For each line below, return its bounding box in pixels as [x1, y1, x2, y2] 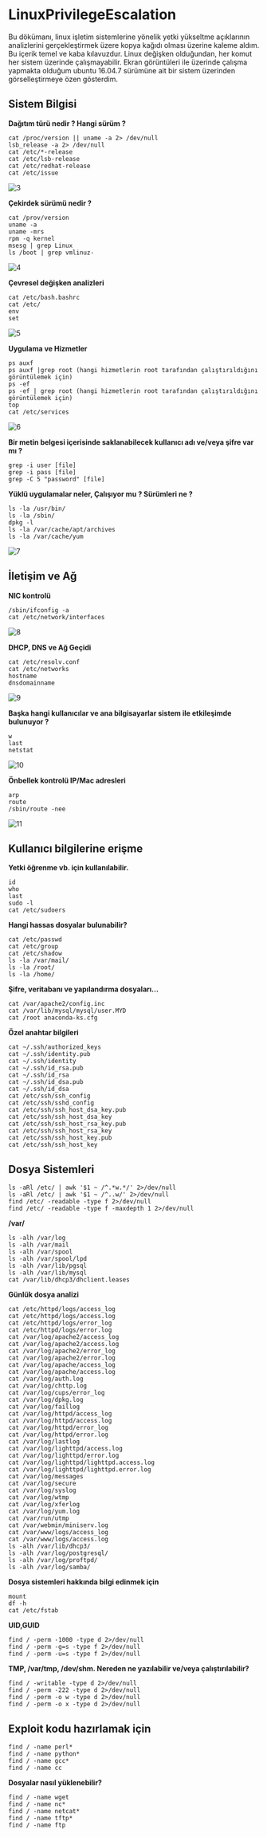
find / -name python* [8, 1750, 80, 1758]
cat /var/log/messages [8, 1473, 84, 1481]
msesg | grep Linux [8, 241, 73, 249]
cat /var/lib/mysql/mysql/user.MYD [8, 1007, 127, 1015]
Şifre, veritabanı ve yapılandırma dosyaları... [8, 984, 159, 994]
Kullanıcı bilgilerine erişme [8, 842, 143, 855]
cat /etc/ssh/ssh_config [8, 1092, 91, 1101]
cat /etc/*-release [8, 147, 73, 156]
